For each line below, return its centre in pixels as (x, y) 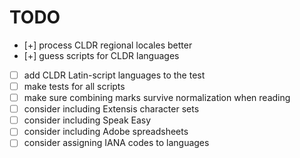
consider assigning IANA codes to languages (116, 143)
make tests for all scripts (74, 86)
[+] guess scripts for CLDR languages (101, 55)
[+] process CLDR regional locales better (108, 45)
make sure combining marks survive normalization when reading (157, 98)
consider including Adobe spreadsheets (106, 132)
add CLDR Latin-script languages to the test (114, 75)
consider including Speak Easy (87, 120)
